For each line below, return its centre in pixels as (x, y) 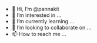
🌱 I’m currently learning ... (43, 21)
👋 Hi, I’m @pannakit (36, 9)
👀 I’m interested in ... (36, 15)
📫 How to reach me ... (39, 34)
